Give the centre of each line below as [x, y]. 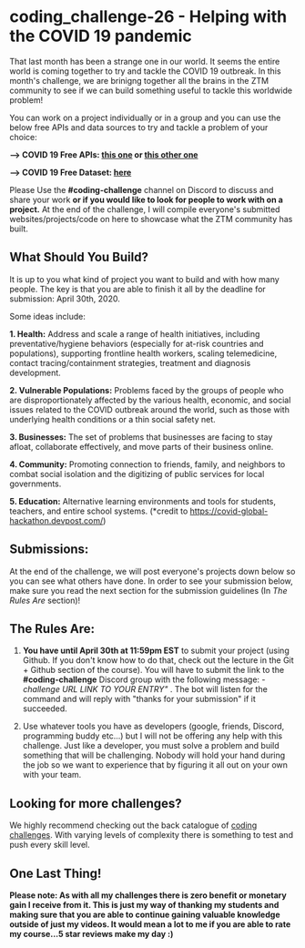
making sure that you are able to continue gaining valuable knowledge [145, 914]
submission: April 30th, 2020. [65, 299]
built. [19, 229]
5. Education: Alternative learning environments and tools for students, [142, 501]
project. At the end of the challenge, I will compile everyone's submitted [145, 209]
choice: [24, 137]
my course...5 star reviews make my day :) [91, 934]
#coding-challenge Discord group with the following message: [141, 679]
